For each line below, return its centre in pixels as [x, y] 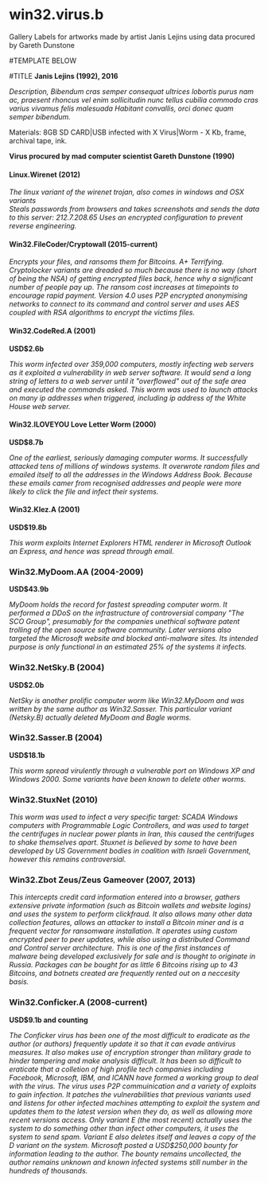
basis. [19, 982]
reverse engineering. [43, 226]
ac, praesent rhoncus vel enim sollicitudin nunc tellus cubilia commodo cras [134, 100]
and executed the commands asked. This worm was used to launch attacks [133, 389]
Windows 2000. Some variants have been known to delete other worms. [128, 779]
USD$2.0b [27, 685]
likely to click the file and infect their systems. [84, 491]
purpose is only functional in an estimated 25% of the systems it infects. [128, 647]
